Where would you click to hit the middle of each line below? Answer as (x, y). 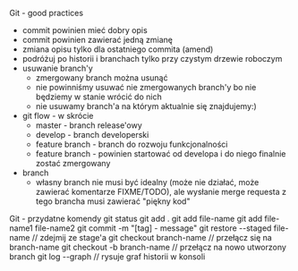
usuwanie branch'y (58, 68)
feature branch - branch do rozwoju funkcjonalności (132, 144)
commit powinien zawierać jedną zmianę (97, 40)
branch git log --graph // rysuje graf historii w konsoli (107, 257)
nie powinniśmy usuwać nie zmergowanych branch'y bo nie (146, 87)
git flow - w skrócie (58, 116)
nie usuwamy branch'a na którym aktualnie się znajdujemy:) (146, 106)
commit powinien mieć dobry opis (85, 30)
